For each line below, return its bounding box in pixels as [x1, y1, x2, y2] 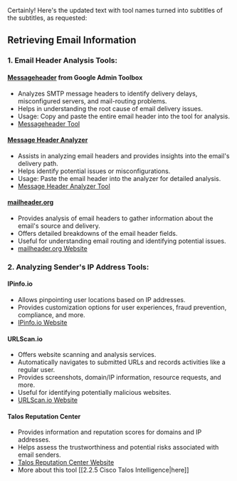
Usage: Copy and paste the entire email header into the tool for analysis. [17, 112, 230, 120]
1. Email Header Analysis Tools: [7, 56, 117, 66]
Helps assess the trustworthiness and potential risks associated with [17, 443, 219, 452]
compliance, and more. [17, 311, 85, 319]
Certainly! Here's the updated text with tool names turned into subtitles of [7, 6, 223, 14]
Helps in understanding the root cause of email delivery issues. [17, 104, 203, 113]
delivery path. [17, 159, 58, 167]
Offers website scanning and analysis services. [17, 351, 157, 359]
